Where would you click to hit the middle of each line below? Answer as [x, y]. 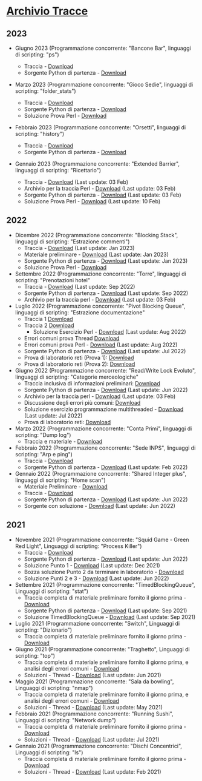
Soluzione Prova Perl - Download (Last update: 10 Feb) [92, 201]
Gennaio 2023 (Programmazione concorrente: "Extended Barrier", [97, 164]
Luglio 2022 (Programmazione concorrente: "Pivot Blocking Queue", [100, 306]
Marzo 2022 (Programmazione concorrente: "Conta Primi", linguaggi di [103, 428]
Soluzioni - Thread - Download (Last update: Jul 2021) [92, 739]
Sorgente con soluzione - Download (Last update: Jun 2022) [99, 505]
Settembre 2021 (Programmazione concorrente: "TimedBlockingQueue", [105, 584]
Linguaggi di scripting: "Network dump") [65, 720]
